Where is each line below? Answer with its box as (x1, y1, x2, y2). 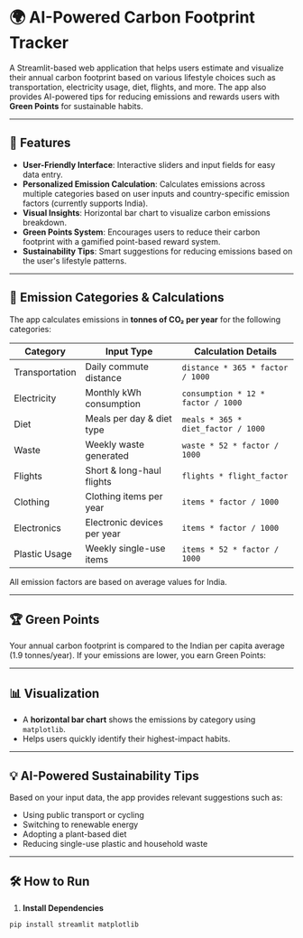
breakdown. (22, 217, 68, 228)
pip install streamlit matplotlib (9, 920, 140, 929)
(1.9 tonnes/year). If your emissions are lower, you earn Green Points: (9, 650, 266, 661)
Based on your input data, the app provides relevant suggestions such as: (9, 792, 283, 803)
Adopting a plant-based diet (22, 829, 127, 840)
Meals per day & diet (85, 412, 173, 424)
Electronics (14, 521, 61, 534)
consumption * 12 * (181, 388, 266, 398)
